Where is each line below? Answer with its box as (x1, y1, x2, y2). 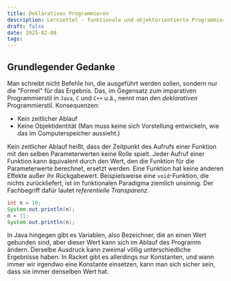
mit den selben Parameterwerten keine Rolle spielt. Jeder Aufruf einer (7, 149, 205, 158)
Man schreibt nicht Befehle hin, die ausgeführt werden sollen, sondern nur (7, 79, 218, 87)
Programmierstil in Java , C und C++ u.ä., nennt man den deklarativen (7, 93, 198, 102)
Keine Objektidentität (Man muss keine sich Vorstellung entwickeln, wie (16, 122, 220, 130)
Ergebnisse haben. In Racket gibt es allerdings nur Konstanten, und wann (7, 253, 214, 261)
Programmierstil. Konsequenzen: (7, 101, 100, 109)
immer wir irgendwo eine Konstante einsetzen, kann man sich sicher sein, (7, 260, 215, 269)
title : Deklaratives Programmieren (7, 10, 109, 17)
